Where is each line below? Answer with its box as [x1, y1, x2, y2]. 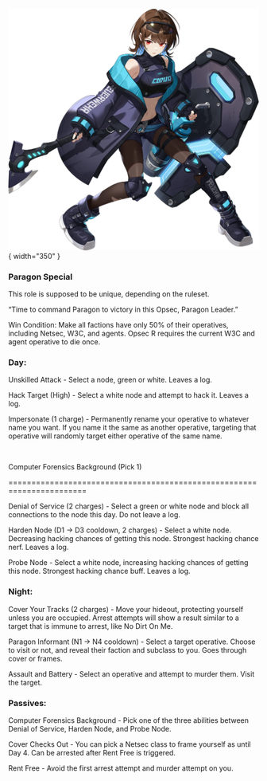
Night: [8, 587, 33, 598]
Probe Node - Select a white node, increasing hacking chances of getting [8, 558, 249, 567]
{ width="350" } [8, 251, 61, 261]
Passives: [8, 697, 47, 708]
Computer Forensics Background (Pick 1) [8, 462, 142, 472]
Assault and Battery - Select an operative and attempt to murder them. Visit [8, 669, 255, 678]
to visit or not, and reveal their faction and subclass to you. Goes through [8, 645, 247, 654]
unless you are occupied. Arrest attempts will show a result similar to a [8, 613, 240, 622]
